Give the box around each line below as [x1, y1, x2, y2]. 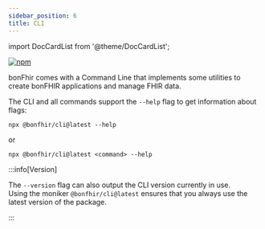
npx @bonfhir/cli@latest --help [8, 121, 116, 129]
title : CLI [8, 19, 45, 27]
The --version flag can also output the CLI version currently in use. [8, 180, 231, 190]
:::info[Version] [8, 164, 58, 174]
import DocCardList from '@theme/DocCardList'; [8, 41, 170, 51]
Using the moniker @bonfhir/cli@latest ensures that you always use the [8, 188, 248, 198]
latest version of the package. [8, 197, 107, 207]
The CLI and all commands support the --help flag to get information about [8, 96, 257, 106]
